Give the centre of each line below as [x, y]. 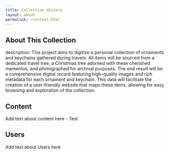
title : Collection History [34, 10]
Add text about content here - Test [42, 119]
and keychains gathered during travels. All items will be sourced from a [80, 58]
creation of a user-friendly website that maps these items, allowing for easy [85, 85]
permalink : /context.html [33, 19]
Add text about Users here [33, 147]
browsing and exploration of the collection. [50, 90]
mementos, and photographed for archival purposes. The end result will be [84, 69]
